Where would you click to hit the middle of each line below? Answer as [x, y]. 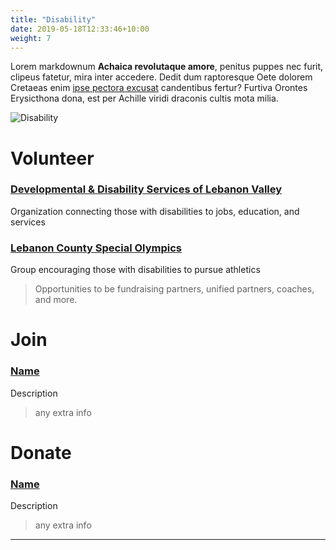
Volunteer [52, 158]
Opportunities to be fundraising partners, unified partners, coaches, [174, 289]
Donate [41, 452]
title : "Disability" [53, 19]
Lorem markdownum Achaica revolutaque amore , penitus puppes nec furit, [167, 67]
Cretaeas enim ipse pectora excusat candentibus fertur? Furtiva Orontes [159, 88]
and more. [56, 300]
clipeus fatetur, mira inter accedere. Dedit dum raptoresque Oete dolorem [161, 77]
